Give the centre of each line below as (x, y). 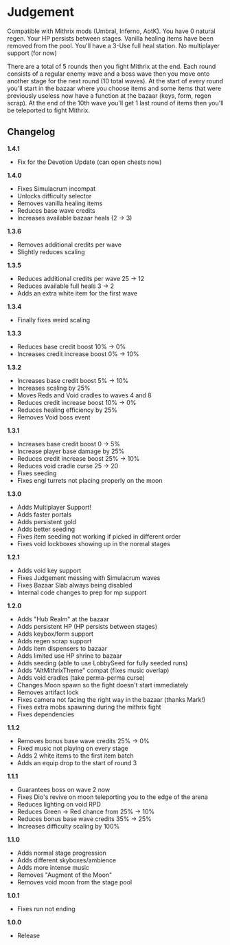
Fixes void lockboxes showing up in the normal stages (93, 543)
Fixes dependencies (45, 714)
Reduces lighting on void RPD (59, 804)
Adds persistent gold (47, 521)
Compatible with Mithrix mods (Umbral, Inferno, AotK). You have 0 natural (111, 31)
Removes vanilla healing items (60, 203)
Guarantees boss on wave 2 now (64, 789)
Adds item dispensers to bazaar (62, 648)
